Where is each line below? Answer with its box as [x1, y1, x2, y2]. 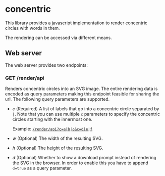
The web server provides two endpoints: [5, 62, 88, 68]
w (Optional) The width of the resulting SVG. [12, 135, 103, 141]
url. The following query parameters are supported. [5, 96, 110, 102]
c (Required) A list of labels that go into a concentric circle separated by [12, 106, 160, 112]
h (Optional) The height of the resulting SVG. [12, 145, 104, 151]
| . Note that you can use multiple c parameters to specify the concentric [12, 111, 160, 117]
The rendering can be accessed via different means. [5, 35, 112, 41]
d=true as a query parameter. [12, 165, 72, 171]
